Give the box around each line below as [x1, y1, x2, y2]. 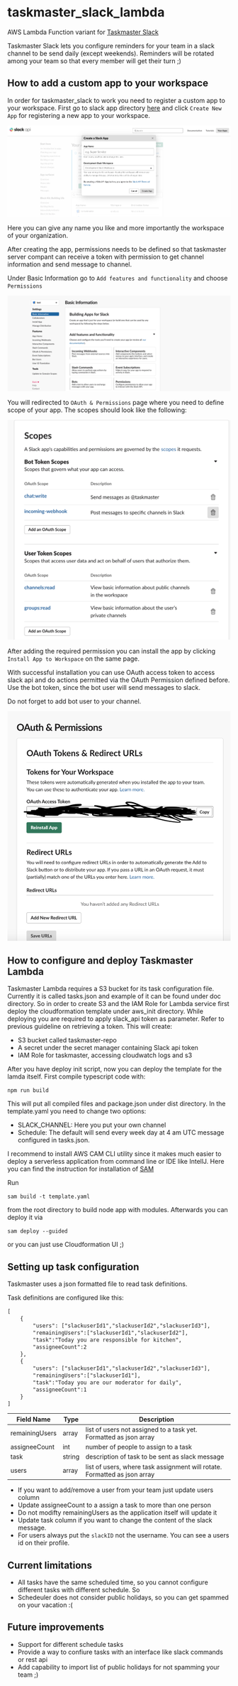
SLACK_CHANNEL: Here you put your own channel [17, 1120, 166, 1130]
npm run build [7, 1087, 50, 1094]
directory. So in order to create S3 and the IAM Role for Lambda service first [7, 1000, 229, 1008]
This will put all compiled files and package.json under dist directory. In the [7, 1099, 226, 1108]
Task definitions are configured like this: [7, 1294, 124, 1302]
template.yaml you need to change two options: [7, 1107, 147, 1115]
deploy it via [7, 1213, 43, 1222]
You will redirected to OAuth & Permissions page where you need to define [7, 399, 225, 407]
